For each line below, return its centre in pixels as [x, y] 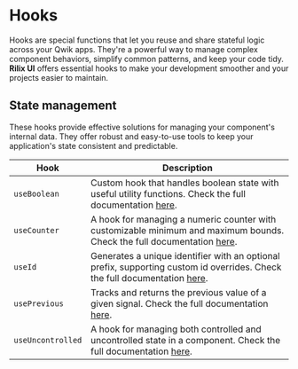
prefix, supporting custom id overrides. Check [186, 267]
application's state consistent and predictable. [94, 145]
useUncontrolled [48, 340]
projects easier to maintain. [59, 77]
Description [188, 168]
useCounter [36, 230]
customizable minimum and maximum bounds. [187, 230]
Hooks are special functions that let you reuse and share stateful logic [137, 40]
